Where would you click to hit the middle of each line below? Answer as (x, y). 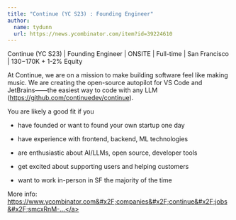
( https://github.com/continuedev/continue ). (71, 98)
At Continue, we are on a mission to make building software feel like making (118, 75)
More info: (22, 194)
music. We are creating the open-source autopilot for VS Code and (105, 83)
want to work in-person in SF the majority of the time (95, 180)
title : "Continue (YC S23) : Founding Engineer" (80, 14)
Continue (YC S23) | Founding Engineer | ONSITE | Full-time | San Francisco (118, 54)
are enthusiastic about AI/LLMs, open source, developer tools (107, 153)
